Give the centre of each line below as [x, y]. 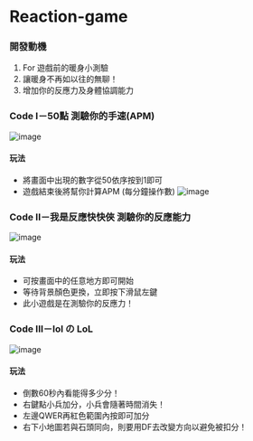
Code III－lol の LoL [51, 329]
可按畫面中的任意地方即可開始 [78, 281]
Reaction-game [69, 17]
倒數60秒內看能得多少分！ [71, 393]
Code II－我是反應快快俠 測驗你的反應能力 [100, 217]
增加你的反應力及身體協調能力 [78, 90]
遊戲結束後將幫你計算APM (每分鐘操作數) [99, 191]
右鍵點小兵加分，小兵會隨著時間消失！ [94, 404]
